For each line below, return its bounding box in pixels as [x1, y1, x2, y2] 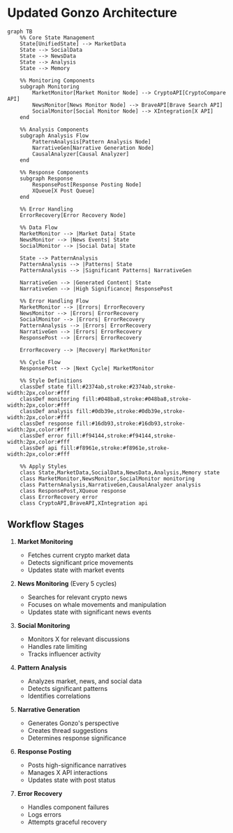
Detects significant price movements [27, 558, 134, 566]
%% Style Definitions [20, 377, 82, 384]
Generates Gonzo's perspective [27, 719, 119, 727]
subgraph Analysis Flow [20, 132, 89, 139]
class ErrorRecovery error [20, 493, 98, 500]
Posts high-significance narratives [27, 761, 127, 769]
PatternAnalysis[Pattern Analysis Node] [32, 138, 151, 145]
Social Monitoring [17, 621, 70, 629]
